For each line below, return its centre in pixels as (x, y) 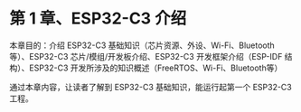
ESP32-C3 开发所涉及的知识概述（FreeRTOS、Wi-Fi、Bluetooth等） (155, 68)
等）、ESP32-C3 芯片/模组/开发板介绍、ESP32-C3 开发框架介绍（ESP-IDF (146, 56)
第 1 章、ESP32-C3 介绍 (98, 19)
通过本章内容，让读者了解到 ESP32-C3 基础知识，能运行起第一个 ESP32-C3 (150, 87)
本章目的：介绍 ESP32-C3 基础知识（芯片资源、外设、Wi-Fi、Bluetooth (142, 45)
